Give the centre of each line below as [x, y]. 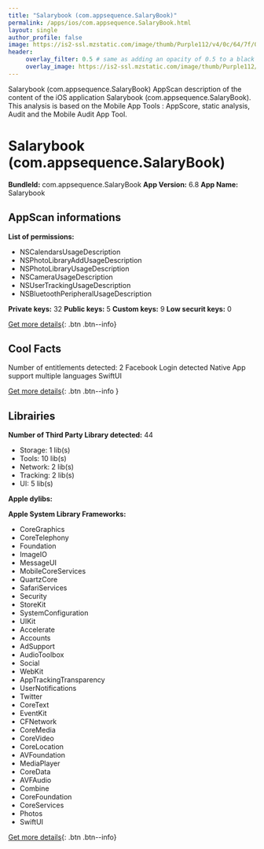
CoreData [35, 772]
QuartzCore [38, 580]
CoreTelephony [44, 538]
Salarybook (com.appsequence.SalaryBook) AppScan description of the [125, 89]
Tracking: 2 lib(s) [47, 475]
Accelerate [37, 629]
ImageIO [33, 555]
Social [29, 663]
